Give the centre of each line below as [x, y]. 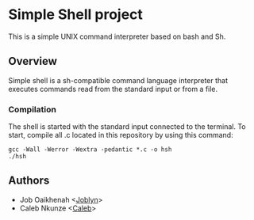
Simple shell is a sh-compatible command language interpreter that [118, 80]
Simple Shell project [75, 15]
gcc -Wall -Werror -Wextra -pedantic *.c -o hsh [90, 150]
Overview [33, 61]
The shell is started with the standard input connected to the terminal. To [127, 127]
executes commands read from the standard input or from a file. [113, 89]
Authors [29, 181]
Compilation [33, 109]
